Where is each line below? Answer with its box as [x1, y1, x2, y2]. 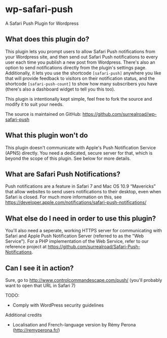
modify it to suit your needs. [5, 101, 64, 107]
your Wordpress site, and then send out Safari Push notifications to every [5, 54, 158, 60]
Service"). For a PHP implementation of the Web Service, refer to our [5, 238, 149, 244]
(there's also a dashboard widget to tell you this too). [5, 86, 115, 92]
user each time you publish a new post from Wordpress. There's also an [5, 59, 155, 65]
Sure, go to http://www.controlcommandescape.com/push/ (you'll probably [5, 277, 162, 283]
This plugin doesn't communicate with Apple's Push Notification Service [5, 144, 156, 150]
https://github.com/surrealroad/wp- [82, 111, 157, 117]
